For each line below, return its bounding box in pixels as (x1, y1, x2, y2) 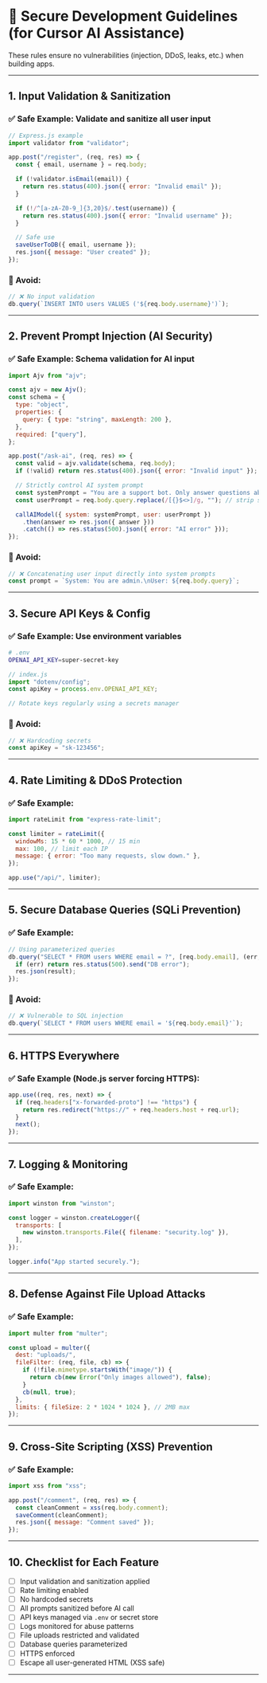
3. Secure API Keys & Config (8, 606, 151, 620)
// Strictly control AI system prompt (15, 481, 145, 489)
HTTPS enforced (19, 1649, 75, 1658)
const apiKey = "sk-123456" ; (8, 744, 105, 752)
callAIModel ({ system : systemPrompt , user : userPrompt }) (15, 510, 212, 519)
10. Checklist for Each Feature (8, 1555, 160, 1569)
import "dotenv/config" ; (8, 677, 91, 686)
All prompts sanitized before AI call (19, 1603, 135, 1613)
